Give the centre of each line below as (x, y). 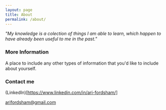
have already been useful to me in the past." (51, 39)
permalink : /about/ (26, 19)
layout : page (19, 10)
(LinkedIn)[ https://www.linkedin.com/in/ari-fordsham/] (62, 92)
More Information (27, 52)
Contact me (20, 81)
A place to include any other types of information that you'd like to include (82, 63)
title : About (19, 15)
